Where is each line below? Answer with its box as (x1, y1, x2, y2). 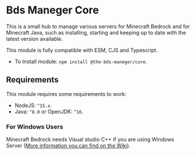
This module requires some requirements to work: (6, 90, 127, 97)
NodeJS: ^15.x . (14, 102, 52, 109)
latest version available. (6, 35, 63, 42)
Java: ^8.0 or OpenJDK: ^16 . (14, 108, 83, 115)
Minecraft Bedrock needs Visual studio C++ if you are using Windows (6, 136, 174, 143)
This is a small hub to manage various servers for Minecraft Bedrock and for (6, 23, 190, 30)
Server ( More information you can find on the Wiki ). (6, 142, 131, 149)
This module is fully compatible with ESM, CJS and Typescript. (6, 46, 158, 53)
